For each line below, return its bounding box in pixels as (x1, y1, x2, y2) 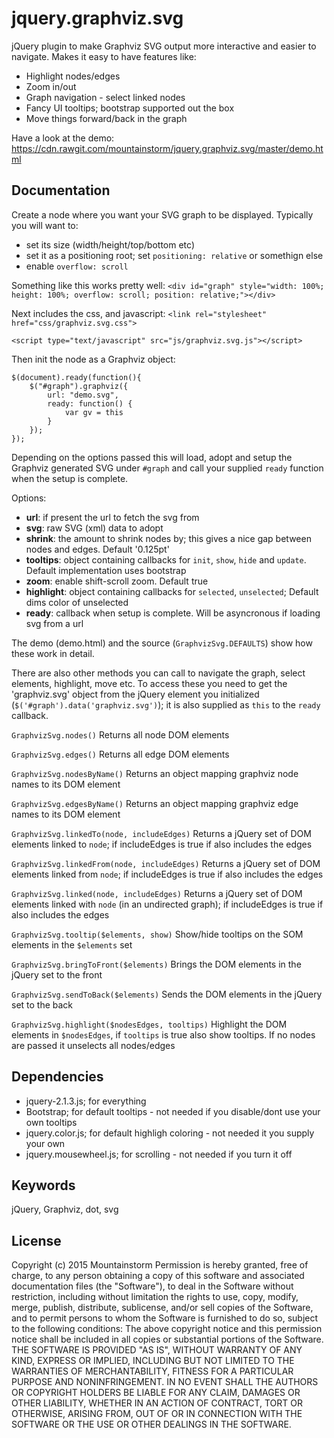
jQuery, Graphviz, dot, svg (11, 1203, 119, 1216)
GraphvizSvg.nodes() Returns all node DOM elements (11, 728, 230, 741)
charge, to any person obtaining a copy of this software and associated (11, 1270, 305, 1282)
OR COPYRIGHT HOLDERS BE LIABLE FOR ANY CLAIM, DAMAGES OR (11, 1387, 301, 1399)
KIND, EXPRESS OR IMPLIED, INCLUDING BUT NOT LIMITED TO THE (11, 1355, 295, 1367)
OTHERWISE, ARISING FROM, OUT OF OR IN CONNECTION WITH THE (11, 1408, 303, 1420)
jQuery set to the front (11, 968, 103, 981)
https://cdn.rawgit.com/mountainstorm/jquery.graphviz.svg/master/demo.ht (11, 142, 324, 154)
